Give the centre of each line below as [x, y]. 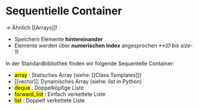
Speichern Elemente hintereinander [58, 39]
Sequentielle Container [64, 11]
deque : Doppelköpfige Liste [49, 87]
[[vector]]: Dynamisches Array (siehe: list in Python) [78, 81]
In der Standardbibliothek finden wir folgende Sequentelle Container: [90, 63]
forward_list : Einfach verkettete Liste [60, 94]
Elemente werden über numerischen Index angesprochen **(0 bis [97, 45]
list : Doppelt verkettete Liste [49, 100]
